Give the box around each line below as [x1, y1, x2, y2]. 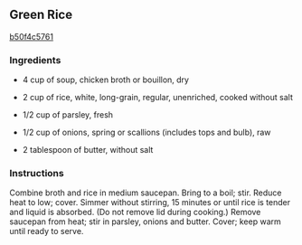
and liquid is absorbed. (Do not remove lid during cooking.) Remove [9, 207, 261, 218]
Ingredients [9, 53, 61, 66]
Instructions [9, 167, 65, 180]
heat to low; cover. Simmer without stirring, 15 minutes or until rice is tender [9, 197, 291, 208]
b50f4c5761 [9, 31, 54, 42]
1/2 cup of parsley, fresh [22, 109, 114, 120]
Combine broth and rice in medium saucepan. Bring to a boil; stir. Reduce [9, 187, 282, 198]
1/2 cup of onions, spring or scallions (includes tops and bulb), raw [22, 127, 271, 138]
